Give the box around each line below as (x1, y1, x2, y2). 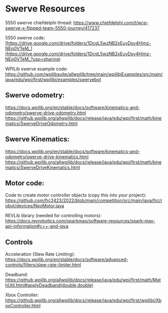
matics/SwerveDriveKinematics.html (5, 164, 80, 170)
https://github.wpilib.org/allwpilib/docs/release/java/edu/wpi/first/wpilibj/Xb (5, 297, 162, 303)
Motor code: (5, 179, 45, 187)
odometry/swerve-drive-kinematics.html (5, 154, 89, 160)
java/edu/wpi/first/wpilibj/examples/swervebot (5, 76, 101, 82)
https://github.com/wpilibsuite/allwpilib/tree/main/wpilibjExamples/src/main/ (5, 71, 163, 77)
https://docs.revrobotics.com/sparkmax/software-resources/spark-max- (5, 218, 155, 224)
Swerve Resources (5, 3, 85, 15)
